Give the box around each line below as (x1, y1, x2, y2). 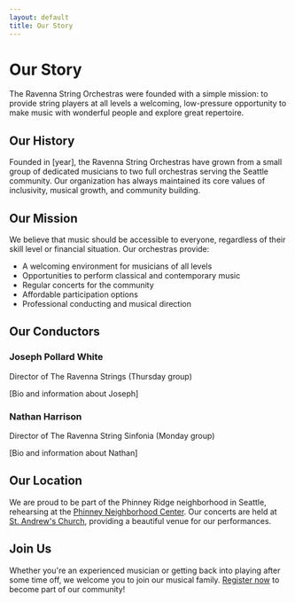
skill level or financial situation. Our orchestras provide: (9, 244, 210, 255)
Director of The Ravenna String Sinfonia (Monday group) (9, 431, 215, 442)
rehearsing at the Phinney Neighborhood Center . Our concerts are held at (9, 506, 277, 517)
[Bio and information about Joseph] (9, 388, 139, 399)
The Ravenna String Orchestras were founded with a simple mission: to (9, 89, 268, 99)
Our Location (9, 474, 82, 489)
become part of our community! (9, 583, 126, 594)
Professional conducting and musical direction (21, 299, 192, 309)
